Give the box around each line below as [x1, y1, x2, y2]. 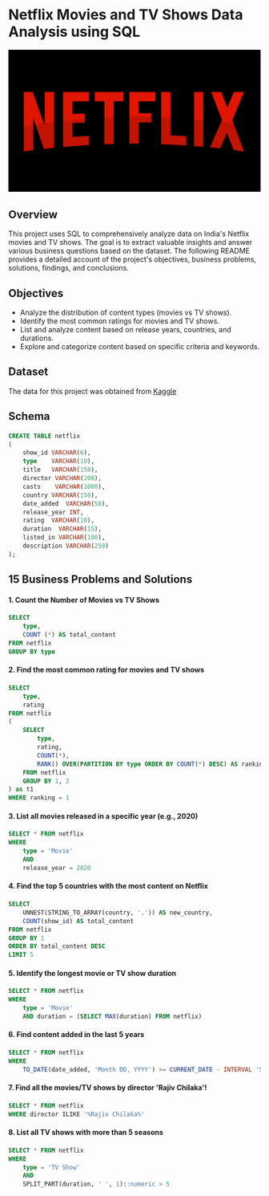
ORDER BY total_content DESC [8, 942, 106, 950]
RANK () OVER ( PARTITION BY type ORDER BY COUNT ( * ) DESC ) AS [37, 760, 239, 768]
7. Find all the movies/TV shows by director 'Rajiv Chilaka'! [8, 1083, 207, 1092]
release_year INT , [22, 508, 84, 516]
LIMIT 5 [8, 951, 34, 959]
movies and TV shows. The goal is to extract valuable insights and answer [8, 238, 253, 247]
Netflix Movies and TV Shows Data [8, 6, 243, 24]
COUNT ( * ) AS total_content [22, 631, 116, 639]
